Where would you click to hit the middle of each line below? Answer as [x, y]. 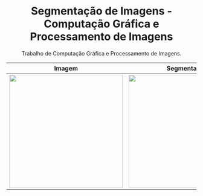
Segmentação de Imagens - [101, 11]
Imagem [66, 68]
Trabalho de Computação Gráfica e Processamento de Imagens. [101, 53]
